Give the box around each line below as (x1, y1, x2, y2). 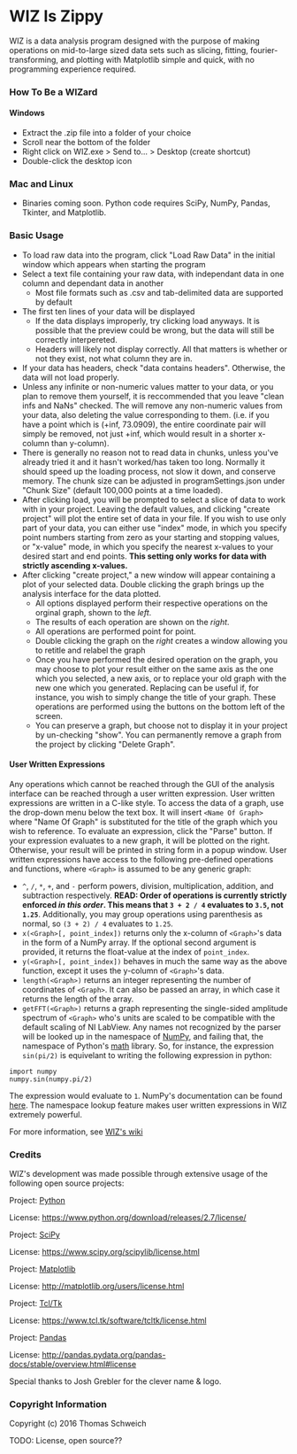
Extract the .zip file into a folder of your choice (21, 128, 192, 138)
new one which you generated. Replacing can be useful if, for (34, 682, 259, 692)
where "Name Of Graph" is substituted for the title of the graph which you (9, 816, 278, 827)
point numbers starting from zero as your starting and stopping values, (21, 531, 280, 542)
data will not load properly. (21, 372, 119, 383)
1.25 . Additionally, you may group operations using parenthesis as (21, 909, 263, 919)
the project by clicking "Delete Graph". (34, 739, 176, 749)
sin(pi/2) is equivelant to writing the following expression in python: (21, 1049, 272, 1060)
